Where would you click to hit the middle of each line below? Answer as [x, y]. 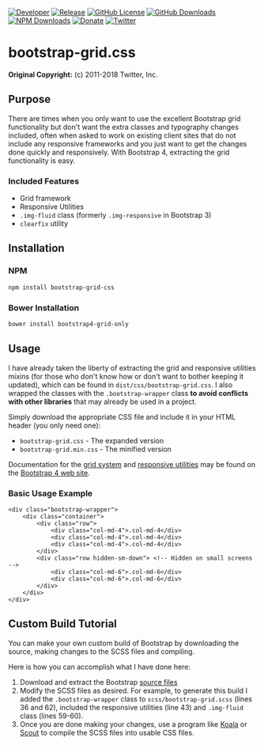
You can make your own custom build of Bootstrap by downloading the [124, 643]
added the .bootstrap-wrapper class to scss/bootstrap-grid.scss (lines [136, 699]
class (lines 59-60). [51, 716]
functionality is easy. [42, 160]
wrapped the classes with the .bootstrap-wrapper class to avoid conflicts [128, 393]
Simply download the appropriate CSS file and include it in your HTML [122, 416]
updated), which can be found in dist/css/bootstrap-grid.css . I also [121, 385]
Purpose [30, 99]
